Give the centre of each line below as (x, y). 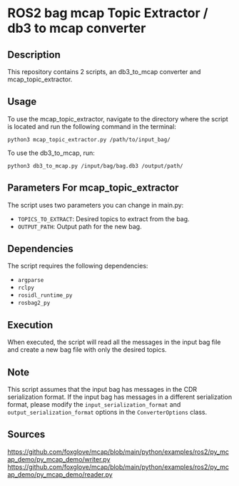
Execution (30, 325)
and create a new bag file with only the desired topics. (87, 350)
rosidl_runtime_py (45, 295)
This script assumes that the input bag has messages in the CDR (102, 390)
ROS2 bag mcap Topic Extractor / (108, 13)
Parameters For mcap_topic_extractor (93, 188)
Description (34, 55)
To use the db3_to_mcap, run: (51, 153)
